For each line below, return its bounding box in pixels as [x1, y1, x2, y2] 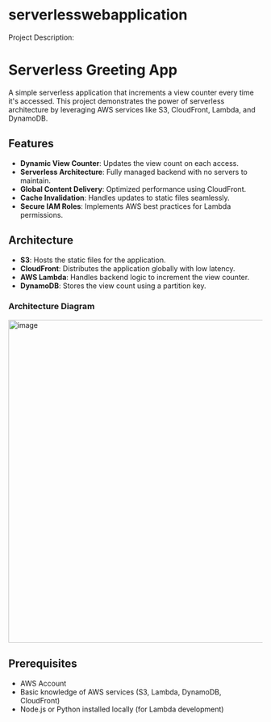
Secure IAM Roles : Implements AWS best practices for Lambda [19, 201, 231, 211]
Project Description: [8, 32, 75, 42]
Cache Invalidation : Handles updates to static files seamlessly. [19, 193, 230, 202]
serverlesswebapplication [8, 6, 188, 24]
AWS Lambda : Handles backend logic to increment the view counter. [19, 272, 250, 282]
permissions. [19, 210, 63, 219]
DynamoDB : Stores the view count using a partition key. [19, 281, 207, 291]
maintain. [19, 176, 51, 185]
